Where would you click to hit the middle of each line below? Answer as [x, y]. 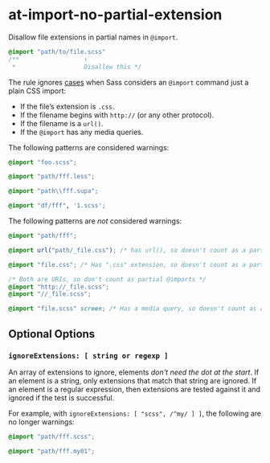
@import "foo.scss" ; [43, 162]
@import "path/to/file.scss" [57, 51]
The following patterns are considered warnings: [89, 147]
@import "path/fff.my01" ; [51, 451]
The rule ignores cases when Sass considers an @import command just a [129, 82]
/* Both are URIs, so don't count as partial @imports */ [107, 279]
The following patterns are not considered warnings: [95, 221]
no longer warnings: [41, 422]
